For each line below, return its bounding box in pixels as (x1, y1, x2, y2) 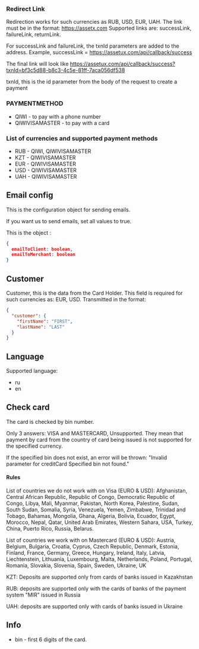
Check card (6, 402, 50, 413)
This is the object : (6, 229, 52, 236)
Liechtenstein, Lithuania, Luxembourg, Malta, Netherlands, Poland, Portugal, (6, 556, 192, 563)
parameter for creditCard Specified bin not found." (6, 460, 129, 467)
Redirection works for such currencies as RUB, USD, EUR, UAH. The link (6, 18, 182, 26)
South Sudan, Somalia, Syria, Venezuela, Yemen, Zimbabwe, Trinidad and (6, 506, 186, 513)
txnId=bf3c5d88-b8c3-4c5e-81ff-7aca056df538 (6, 67, 125, 74)
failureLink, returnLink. (6, 31, 61, 38)
